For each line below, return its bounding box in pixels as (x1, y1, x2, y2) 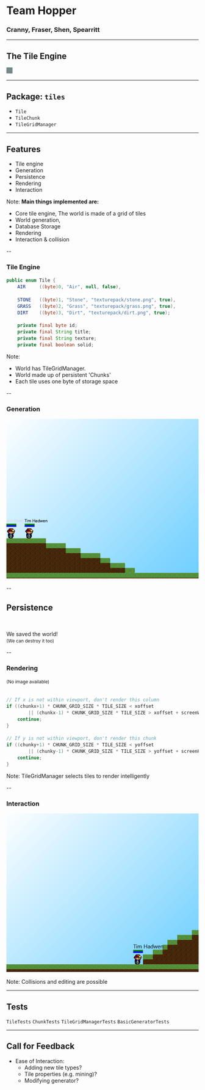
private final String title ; (17, 329, 92, 335)
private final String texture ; (17, 335, 97, 342)
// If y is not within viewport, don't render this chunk (6, 735, 157, 742)
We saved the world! (6, 630, 58, 638)
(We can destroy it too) (6, 638, 55, 644)
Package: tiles (6, 91, 65, 101)
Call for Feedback (6, 1041, 75, 1052)
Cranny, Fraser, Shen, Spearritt (6, 26, 100, 34)
